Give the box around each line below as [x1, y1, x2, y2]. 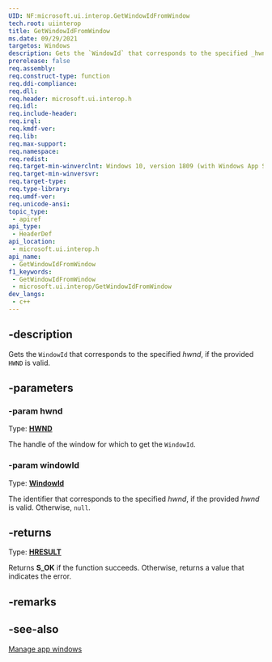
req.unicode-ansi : [8, 200, 70, 208]
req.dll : [8, 87, 38, 95]
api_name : [8, 252, 42, 261]
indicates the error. [8, 571, 72, 581]
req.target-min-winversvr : [8, 170, 100, 178]
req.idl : [8, 102, 38, 110]
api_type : [8, 223, 42, 231]
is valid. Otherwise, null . [8, 503, 91, 512]
